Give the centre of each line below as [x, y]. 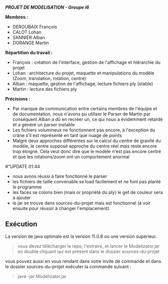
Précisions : [18, 99]
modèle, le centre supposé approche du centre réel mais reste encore [85, 146]
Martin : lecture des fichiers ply [45, 89]
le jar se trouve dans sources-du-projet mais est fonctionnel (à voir [81, 203]
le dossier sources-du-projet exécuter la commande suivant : [68, 266]
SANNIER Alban [29, 38]
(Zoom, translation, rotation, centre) [49, 78]
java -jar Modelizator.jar [42, 276]
